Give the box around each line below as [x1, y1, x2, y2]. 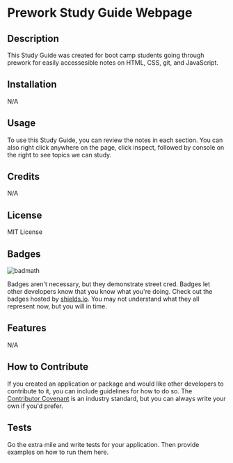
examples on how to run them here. [7, 448, 109, 456]
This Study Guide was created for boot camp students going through [7, 51, 204, 59]
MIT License [7, 228, 43, 236]
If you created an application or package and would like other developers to [7, 379, 224, 388]
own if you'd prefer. [7, 402, 64, 410]
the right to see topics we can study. [7, 150, 112, 159]
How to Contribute [7, 361, 89, 373]
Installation [7, 79, 57, 91]
